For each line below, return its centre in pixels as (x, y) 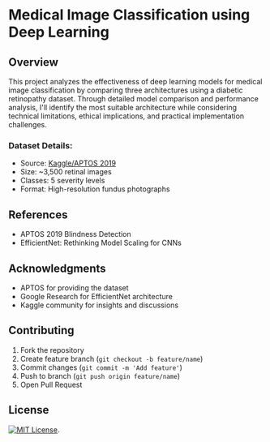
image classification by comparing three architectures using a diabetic (126, 90)
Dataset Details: (41, 145)
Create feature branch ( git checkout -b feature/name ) (111, 358)
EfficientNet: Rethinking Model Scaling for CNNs (101, 243)
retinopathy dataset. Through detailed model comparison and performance (134, 99)
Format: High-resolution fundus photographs (95, 189)
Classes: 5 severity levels (62, 181)
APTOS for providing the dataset (74, 288)
